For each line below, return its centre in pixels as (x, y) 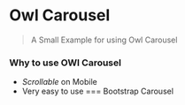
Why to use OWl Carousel (66, 63)
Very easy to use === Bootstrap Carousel (98, 91)
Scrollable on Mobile (59, 82)
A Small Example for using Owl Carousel (104, 40)
